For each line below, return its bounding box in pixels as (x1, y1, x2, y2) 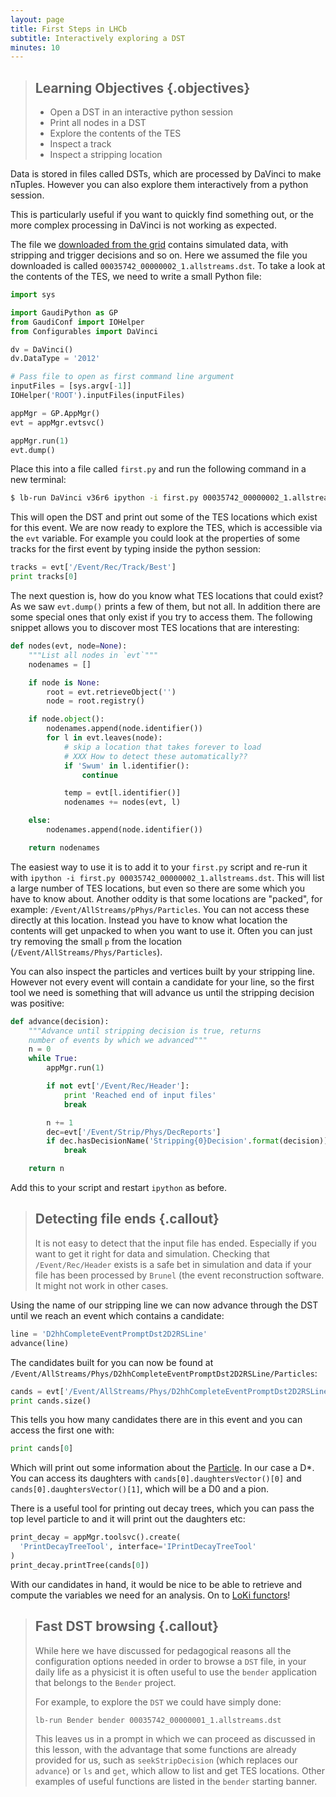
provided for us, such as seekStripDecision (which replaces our (34, 1754, 298, 1766)
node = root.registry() (46, 696, 145, 706)
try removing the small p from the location (10, 935, 183, 947)
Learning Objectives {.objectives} (34, 79, 251, 96)
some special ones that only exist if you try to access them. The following (10, 611, 313, 623)
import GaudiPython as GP (10, 307, 118, 318)
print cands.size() (10, 1396, 92, 1406)
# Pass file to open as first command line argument (10, 372, 235, 382)
